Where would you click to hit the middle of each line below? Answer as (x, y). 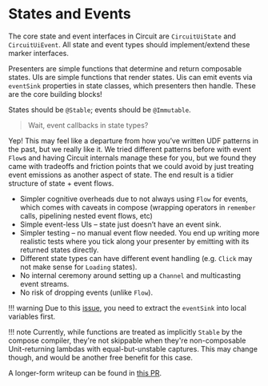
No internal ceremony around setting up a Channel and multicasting (130, 275)
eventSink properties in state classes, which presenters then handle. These (132, 86)
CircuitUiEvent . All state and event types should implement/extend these (129, 44)
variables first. (32, 316)
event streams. (44, 283)
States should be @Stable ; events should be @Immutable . (100, 110)
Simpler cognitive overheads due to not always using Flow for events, (134, 199)
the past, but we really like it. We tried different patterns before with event (130, 149)
